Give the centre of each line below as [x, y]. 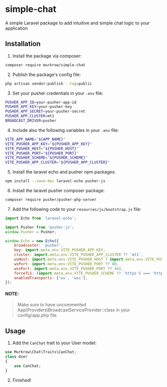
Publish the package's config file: [46, 74]
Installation [23, 44]
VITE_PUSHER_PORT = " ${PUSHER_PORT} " [42, 153]
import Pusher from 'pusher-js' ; [40, 227]
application [17, 28]
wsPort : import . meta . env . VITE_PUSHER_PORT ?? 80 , [67, 264]
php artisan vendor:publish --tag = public [49, 84]
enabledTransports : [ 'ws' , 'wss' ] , [51, 278]
